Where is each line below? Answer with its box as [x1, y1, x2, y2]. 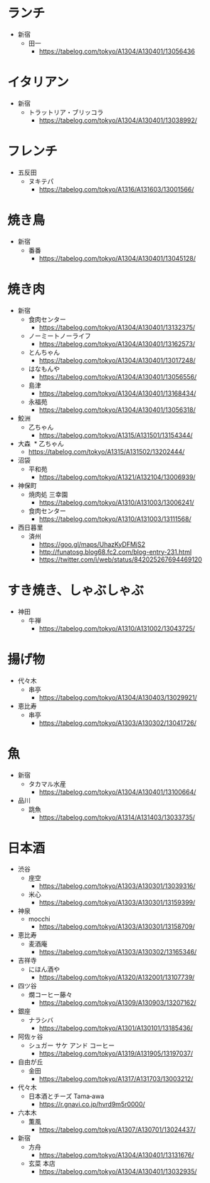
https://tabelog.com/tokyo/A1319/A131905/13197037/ [38, 1049, 194, 1058]
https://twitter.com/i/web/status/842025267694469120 [38, 555, 203, 564]
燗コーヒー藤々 [28, 991, 73, 999]
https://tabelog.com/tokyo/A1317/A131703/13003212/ [38, 1075, 194, 1083]
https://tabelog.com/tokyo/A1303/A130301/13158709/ [38, 922, 196, 931]
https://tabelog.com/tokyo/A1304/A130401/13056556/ [38, 372, 197, 381]
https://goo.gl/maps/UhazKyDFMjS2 [38, 539, 146, 548]
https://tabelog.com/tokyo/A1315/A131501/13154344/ [38, 430, 193, 439]
